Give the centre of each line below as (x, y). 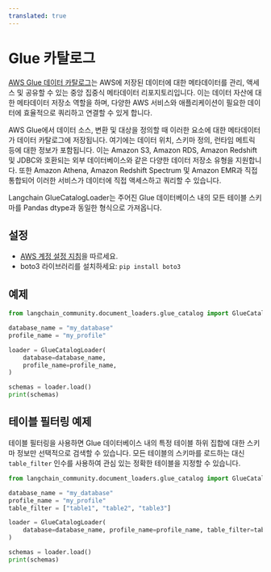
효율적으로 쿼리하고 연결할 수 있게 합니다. (88, 112)
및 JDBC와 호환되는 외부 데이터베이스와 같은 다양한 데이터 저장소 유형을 (121, 160)
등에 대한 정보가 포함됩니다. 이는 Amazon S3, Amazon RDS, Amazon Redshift (133, 149)
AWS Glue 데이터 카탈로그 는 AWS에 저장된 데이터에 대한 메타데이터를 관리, (126, 82)
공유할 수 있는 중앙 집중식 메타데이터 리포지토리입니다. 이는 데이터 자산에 (140, 92)
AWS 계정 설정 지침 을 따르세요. (69, 256)
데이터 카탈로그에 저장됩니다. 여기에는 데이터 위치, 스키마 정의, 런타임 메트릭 (136, 140)
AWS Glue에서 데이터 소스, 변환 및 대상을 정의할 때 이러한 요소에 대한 (117, 129)
